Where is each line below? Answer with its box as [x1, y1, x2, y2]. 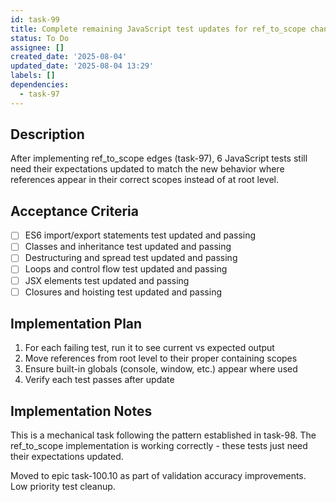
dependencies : [10, 80, 70, 90]
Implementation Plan [10, 316, 143, 333]
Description [10, 126, 85, 143]
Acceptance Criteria [10, 202, 139, 220]
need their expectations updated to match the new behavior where [10, 163, 285, 175]
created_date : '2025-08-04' [10, 52, 128, 62]
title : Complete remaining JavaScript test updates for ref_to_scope [10, 24, 307, 34]
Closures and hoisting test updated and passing [24, 286, 223, 298]
